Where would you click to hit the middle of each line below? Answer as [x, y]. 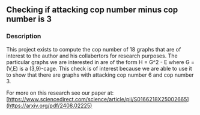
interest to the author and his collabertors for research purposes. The [92, 56]
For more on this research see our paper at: [60, 93]
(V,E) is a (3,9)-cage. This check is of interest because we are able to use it [99, 68]
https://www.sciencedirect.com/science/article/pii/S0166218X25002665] [98, 99]
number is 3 [29, 19]
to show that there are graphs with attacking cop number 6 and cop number [100, 75]
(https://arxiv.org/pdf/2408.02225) [49, 105]
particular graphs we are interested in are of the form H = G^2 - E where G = [101, 62]
